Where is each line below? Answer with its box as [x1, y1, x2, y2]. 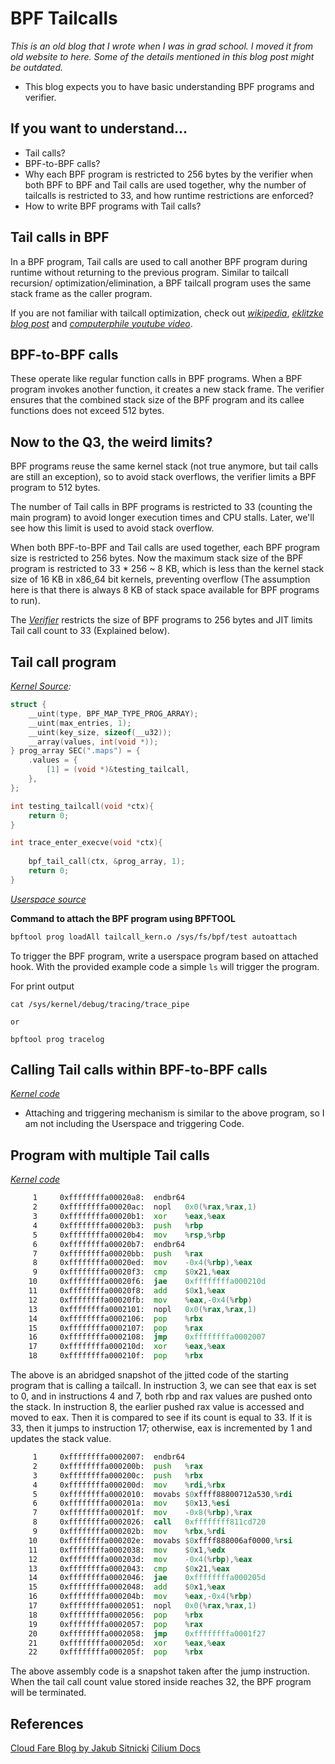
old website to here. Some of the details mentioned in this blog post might [10, 50, 315, 62]
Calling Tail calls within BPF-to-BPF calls [10, 1062, 268, 1079]
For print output [10, 980, 75, 992]
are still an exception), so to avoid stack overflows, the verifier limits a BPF [10, 471, 317, 483]
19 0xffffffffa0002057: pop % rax [28, 1619, 203, 1629]
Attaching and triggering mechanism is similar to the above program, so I [24, 1107, 325, 1119]
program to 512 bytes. [10, 482, 101, 494]
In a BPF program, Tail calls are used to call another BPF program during [10, 255, 308, 267]
